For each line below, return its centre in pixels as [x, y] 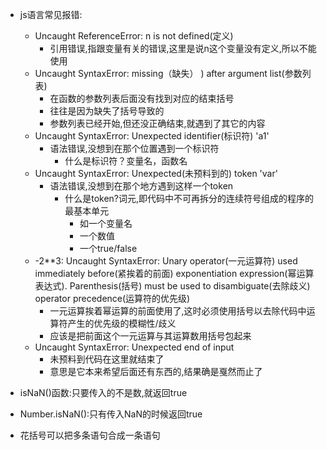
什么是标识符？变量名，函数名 [126, 161]
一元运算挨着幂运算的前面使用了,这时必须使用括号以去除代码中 [178, 311]
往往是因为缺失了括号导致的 [107, 111]
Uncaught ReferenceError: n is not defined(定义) [134, 36]
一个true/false [108, 248]
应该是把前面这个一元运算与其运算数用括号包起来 [150, 336]
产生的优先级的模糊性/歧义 [122, 323]
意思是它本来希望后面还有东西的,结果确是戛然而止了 [156, 371]
